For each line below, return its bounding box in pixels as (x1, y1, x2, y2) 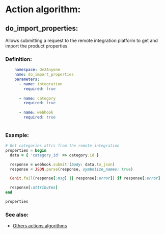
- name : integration (18, 81, 63, 86)
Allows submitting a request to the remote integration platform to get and (5, 37, 158, 43)
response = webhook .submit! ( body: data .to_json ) (10, 162, 115, 167)
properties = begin (5, 148, 47, 153)
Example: (5, 131, 29, 138)
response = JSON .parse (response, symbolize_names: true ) (10, 167, 133, 172)
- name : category (18, 96, 56, 101)
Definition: (5, 55, 32, 62)
